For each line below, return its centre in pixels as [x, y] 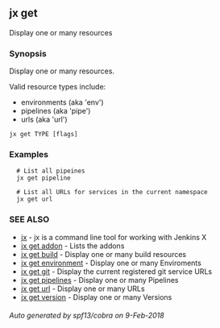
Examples [29, 155]
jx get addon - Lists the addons [73, 246]
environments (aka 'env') [62, 102]
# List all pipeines [51, 171]
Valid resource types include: [58, 87]
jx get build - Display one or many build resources [104, 254]
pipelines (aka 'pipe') [56, 111]
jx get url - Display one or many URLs [83, 289]
